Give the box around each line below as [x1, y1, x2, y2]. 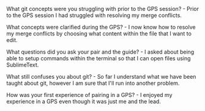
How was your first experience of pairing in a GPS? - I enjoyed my [6, 91, 173, 98]
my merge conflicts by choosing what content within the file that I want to [6, 30, 192, 37]
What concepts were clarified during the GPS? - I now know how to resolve [6, 24, 196, 30]
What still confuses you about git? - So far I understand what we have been [6, 73, 196, 80]
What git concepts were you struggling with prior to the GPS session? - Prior [6, 5, 199, 12]
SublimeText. [6, 61, 39, 68]
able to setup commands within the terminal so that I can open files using [6, 55, 191, 62]
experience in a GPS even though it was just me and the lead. [6, 98, 161, 105]
